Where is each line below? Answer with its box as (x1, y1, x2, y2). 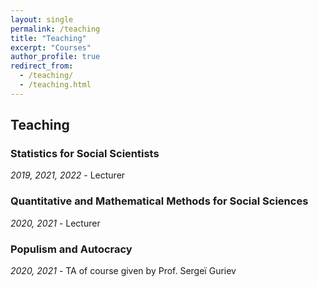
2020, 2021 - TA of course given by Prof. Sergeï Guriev (10, 265, 237, 277)
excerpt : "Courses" (10, 42, 92, 53)
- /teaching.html (19, 80, 92, 90)
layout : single (10, 14, 74, 25)
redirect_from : (10, 61, 74, 71)
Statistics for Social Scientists (10, 147, 160, 161)
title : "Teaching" (10, 33, 87, 43)
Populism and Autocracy (10, 242, 133, 256)
